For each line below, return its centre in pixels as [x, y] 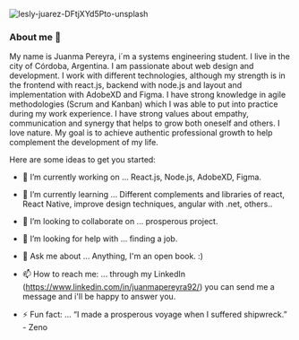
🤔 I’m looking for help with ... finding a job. [100, 239]
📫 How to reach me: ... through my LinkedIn [104, 275]
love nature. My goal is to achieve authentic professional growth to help [141, 133]
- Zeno [34, 327]
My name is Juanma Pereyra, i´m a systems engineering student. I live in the [150, 57]
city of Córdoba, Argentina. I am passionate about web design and [132, 66]
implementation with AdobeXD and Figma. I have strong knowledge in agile [148, 95]
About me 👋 [35, 37]
